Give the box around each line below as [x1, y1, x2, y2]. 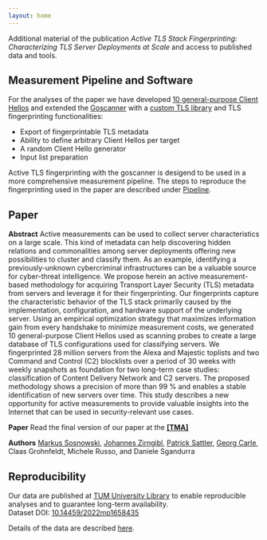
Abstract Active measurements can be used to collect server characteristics [8, 229, 260, 239]
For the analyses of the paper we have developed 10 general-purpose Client [8, 95, 259, 104]
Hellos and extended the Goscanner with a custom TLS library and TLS [8, 103, 241, 112]
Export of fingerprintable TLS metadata [19, 127, 149, 136]
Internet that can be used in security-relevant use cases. [8, 408, 194, 417]
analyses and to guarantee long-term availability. [8, 499, 169, 509]
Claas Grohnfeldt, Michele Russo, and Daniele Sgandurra [8, 447, 195, 456]
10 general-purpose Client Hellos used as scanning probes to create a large [8, 331, 257, 341]
